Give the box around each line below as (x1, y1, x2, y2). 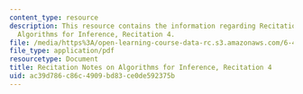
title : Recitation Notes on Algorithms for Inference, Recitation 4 (9, 64, 272, 73)
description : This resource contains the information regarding (9, 21, 256, 30)
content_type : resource (9, 13, 99, 22)
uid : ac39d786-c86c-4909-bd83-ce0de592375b (9, 72, 176, 81)
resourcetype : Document (9, 55, 99, 64)
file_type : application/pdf (9, 47, 115, 56)
